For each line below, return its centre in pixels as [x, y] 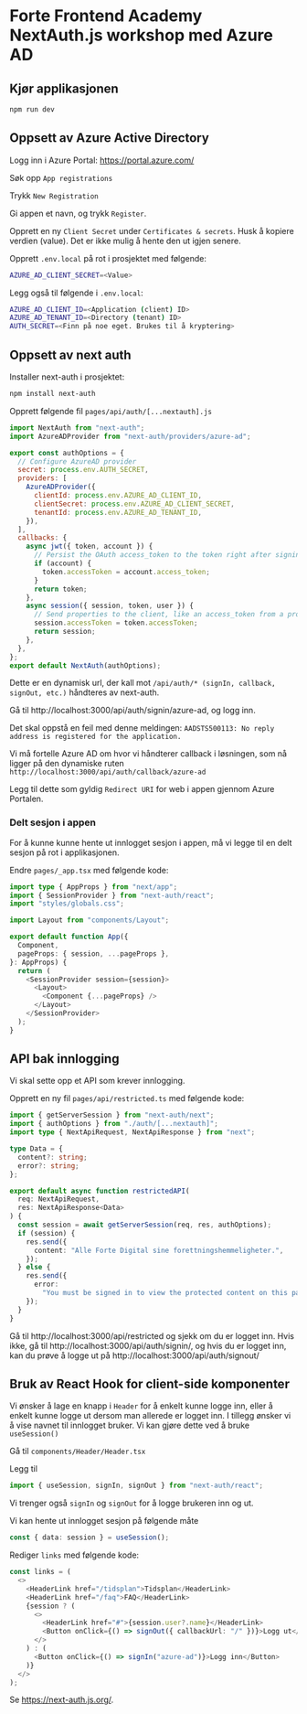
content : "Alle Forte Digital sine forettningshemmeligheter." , [159, 1250]
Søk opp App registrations [61, 177]
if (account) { [63, 563]
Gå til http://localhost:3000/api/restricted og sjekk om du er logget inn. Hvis [152, 1335]
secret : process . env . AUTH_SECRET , [83, 470]
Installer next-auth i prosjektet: [67, 377]
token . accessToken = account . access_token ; [126, 572]
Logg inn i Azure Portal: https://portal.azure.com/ [102, 160]
